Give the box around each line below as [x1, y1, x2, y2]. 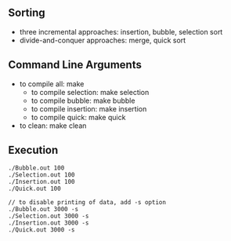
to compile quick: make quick [31, 112, 126, 122]
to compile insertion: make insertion [31, 104, 147, 113]
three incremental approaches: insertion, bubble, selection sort [19, 27, 223, 36]
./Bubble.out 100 [8, 164, 65, 172]
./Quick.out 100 [8, 184, 61, 193]
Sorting [8, 6, 45, 20]
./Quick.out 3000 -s [8, 226, 76, 234]
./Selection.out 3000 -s [8, 212, 89, 221]
